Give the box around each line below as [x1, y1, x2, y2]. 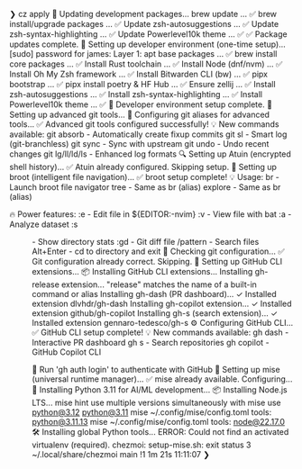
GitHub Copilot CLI [32, 347, 102, 357]
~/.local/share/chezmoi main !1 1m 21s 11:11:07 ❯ [32, 449, 210, 459]
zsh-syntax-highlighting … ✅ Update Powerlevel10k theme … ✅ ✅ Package [9, 29, 288, 40]
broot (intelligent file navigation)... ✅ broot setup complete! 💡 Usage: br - [9, 172, 279, 182]
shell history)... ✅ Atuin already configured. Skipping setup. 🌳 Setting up [9, 162, 278, 172]
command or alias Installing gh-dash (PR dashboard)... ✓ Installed [32, 289, 277, 299]
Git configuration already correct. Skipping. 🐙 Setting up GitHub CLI [32, 257, 283, 266]
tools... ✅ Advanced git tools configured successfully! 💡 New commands [9, 119, 279, 130]
